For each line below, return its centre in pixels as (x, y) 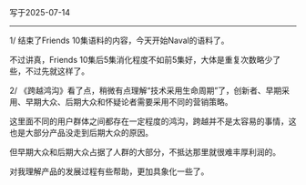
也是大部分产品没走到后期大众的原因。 (81, 133)
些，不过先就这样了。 (49, 71)
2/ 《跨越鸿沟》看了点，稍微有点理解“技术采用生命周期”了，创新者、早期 (146, 90)
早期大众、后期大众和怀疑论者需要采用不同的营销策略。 (129, 102)
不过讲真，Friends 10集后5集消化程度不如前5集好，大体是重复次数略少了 (145, 60)
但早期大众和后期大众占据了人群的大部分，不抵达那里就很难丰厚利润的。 (145, 152)
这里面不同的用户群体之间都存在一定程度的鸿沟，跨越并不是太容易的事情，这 (153, 121)
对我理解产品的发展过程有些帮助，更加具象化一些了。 (109, 171)
